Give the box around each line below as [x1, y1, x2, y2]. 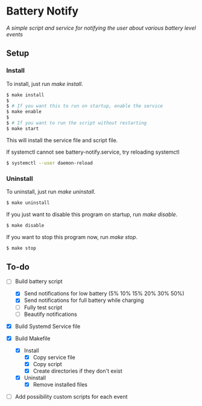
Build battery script [14, 278, 63, 285]
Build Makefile [14, 335, 51, 342]
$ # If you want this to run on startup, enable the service [6, 103, 163, 110]
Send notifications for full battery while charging [24, 296, 144, 304]
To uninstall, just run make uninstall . [6, 188, 96, 195]
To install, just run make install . [6, 80, 83, 87]
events [6, 30, 23, 38]
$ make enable [6, 109, 42, 115]
